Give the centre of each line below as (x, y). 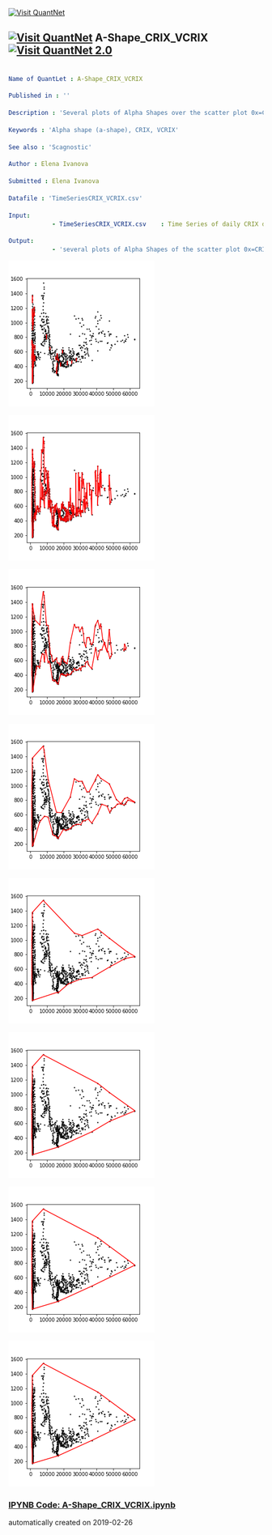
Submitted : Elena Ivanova (54, 181)
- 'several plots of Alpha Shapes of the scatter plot (146, 250)
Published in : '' (39, 96)
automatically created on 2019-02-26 (71, 1523)
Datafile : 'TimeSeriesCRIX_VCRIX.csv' (76, 198)
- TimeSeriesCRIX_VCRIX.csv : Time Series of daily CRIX (155, 224)
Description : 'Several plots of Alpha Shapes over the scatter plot (128, 113)
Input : (19, 215)
